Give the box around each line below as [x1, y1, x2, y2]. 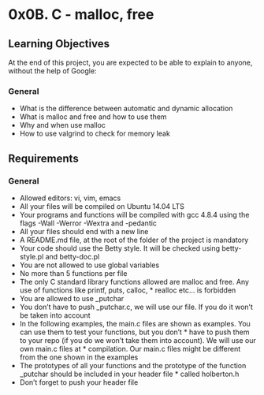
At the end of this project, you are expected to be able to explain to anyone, [8, 58, 253, 67]
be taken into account [19, 310, 91, 320]
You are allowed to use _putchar [19, 293, 125, 303]
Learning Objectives [8, 37, 110, 50]
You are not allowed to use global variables [19, 260, 160, 270]
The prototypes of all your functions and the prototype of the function [19, 360, 247, 370]
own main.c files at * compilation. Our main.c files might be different [19, 344, 241, 353]
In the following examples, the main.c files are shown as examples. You [19, 319, 251, 328]
